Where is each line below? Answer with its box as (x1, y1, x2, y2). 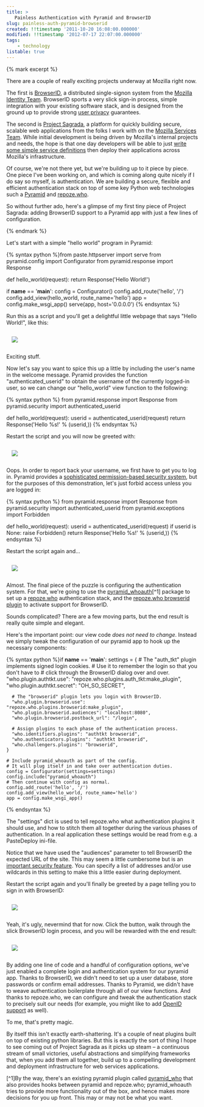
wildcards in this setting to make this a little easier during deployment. (6, 868, 181, 876)
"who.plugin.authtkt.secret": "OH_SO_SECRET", (6, 681, 125, 689)
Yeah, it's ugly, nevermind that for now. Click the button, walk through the (6, 920, 191, 928)
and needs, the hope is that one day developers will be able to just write (6, 140, 187, 147)
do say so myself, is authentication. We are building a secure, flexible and (6, 178, 191, 185)
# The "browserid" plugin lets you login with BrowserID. (12, 694, 163, 700)
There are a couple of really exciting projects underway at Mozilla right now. (6, 77, 197, 84)
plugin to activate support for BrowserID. (6, 601, 108, 608)
